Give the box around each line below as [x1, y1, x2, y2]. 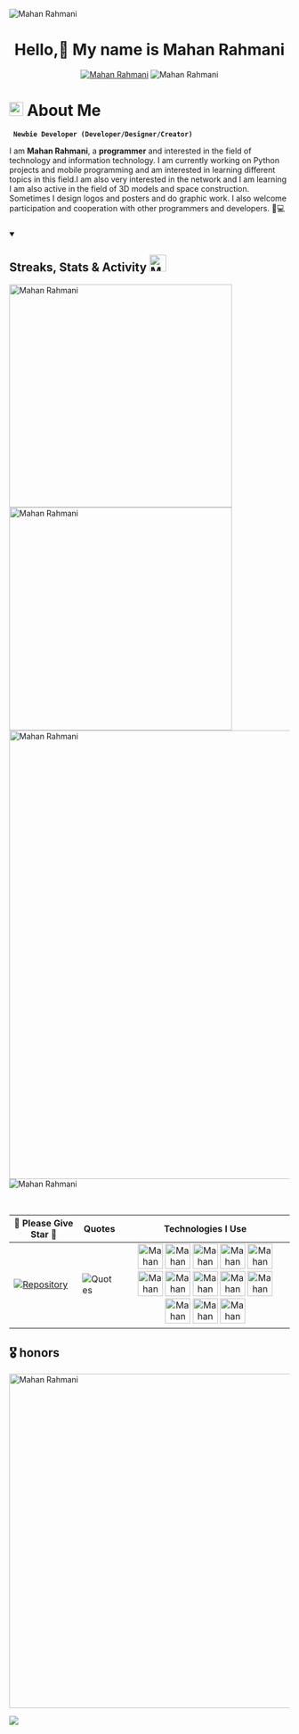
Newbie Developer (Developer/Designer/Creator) [12, 129, 193, 138]
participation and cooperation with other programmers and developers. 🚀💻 [9, 202, 286, 213]
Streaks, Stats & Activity [9, 260, 147, 276]
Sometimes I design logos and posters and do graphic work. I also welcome [9, 193, 287, 203]
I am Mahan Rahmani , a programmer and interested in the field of [9, 145, 252, 156]
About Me [26, 101, 101, 120]
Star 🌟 [30, 1227, 58, 1240]
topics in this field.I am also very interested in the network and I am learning [9, 174, 287, 185]
